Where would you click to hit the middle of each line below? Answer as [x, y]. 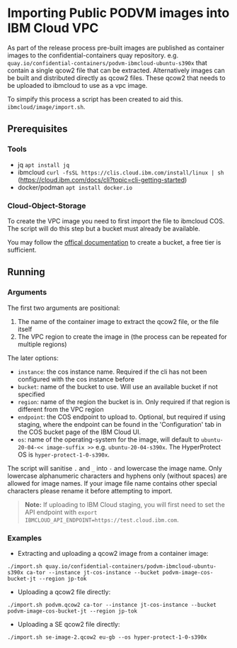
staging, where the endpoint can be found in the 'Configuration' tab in [119, 424]
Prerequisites [37, 129]
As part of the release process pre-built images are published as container [116, 48]
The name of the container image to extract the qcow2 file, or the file [118, 321]
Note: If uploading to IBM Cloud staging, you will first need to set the [125, 504]
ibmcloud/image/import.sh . [46, 106]
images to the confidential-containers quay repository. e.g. [93, 55]
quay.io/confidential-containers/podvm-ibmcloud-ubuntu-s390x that [107, 62]
